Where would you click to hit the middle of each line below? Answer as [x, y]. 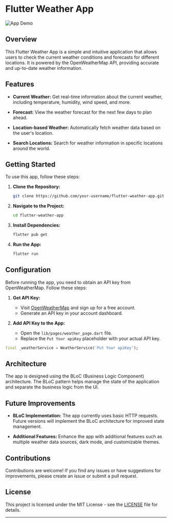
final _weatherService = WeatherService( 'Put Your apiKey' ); [72, 348]
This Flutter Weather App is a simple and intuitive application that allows [81, 51]
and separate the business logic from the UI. [52, 387]
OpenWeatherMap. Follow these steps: [46, 288]
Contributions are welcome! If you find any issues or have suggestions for [83, 470]
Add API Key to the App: [39, 323]
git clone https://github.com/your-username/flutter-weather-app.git [89, 196]
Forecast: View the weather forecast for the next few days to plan [82, 112]
